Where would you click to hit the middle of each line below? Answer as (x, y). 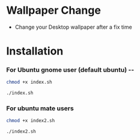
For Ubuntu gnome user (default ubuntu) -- (70, 70)
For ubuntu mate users (40, 108)
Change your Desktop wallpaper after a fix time (73, 27)
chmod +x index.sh (29, 82)
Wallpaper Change (53, 10)
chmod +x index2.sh (31, 121)
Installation (35, 51)
